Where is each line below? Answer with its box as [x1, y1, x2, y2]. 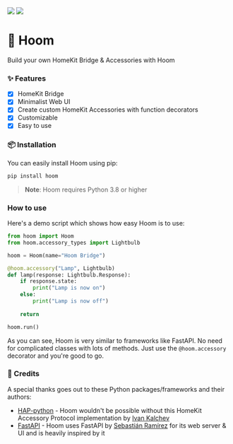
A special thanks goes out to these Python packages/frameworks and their [7, 385, 225, 393]
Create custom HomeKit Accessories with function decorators [17, 105, 199, 114]
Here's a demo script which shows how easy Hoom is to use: [7, 219, 185, 228]
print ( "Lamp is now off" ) [32, 298, 109, 305]
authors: [7, 392, 32, 401]
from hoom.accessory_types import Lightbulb [7, 239, 141, 246]
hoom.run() [7, 323, 40, 331]
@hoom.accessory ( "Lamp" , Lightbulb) [7, 264, 115, 271]
